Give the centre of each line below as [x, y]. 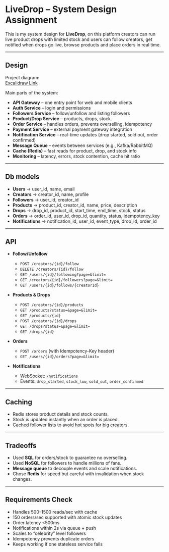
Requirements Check [39, 500]
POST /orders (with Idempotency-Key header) [67, 351]
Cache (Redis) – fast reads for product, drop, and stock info [74, 150]
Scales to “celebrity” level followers [49, 533]
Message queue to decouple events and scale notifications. [75, 468]
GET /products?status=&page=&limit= [58, 311]
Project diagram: [22, 77]
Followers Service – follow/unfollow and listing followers [71, 113]
